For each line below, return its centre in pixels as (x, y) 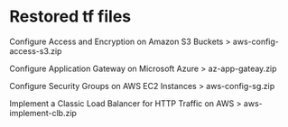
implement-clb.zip (43, 113)
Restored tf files (70, 17)
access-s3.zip (36, 50)
